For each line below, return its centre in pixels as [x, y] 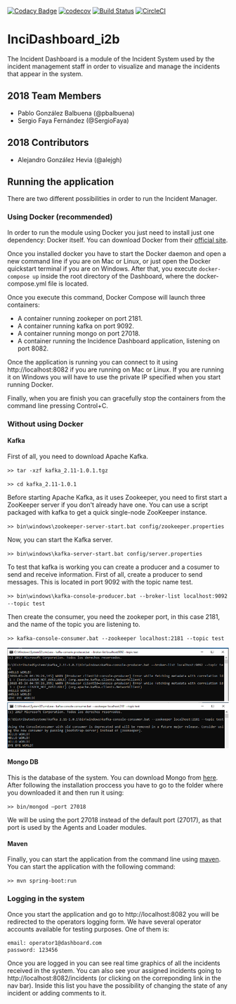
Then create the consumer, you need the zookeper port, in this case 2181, [113, 616]
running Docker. [31, 384]
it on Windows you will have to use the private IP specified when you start [114, 376]
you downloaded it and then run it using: [66, 792]
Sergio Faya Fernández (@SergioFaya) [73, 121]
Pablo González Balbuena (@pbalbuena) [76, 113]
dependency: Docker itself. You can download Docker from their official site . [118, 240]
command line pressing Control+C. [58, 405]
